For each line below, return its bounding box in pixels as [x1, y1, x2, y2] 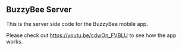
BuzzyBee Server [6, 5, 73, 15]
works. [6, 38, 23, 45]
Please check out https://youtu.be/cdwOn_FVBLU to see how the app [6, 32, 177, 39]
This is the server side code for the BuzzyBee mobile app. [6, 20, 148, 27]
